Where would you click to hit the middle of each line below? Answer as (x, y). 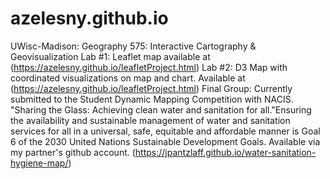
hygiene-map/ (39, 163)
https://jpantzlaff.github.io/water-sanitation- (225, 152)
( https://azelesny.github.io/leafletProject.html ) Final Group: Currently (151, 88)
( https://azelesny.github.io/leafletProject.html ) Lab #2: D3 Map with (149, 67)
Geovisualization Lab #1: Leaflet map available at (110, 56)
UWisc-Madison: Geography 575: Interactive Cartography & (133, 46)
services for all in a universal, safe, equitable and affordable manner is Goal (165, 131)
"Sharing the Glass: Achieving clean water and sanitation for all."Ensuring (161, 109)
